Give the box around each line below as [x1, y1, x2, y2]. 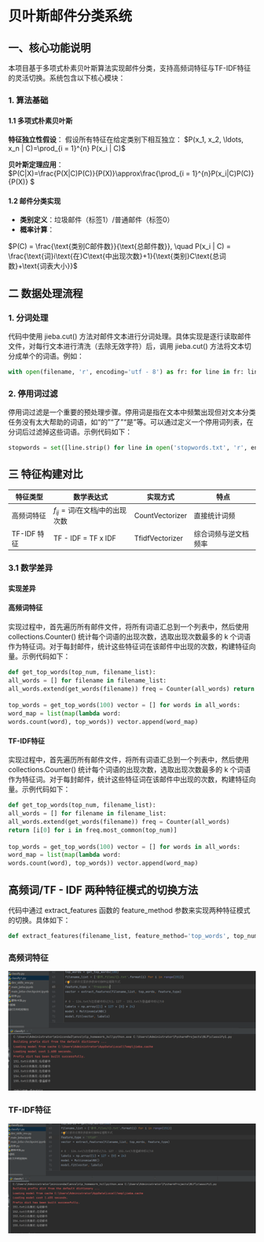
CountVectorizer [134, 510, 188, 520]
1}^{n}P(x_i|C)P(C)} [192, 169, 255, 178]
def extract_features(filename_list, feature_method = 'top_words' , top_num [8, 932, 258, 940]
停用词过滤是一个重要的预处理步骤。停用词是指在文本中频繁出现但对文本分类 [8, 407, 256, 417]
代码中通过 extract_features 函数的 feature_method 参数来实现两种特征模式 [8, 906, 251, 915]
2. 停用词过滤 [8, 387, 58, 399]
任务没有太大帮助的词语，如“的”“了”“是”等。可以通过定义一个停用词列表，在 [8, 417, 254, 427]
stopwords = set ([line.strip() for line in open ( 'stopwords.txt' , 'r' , [8, 444, 247, 452]
